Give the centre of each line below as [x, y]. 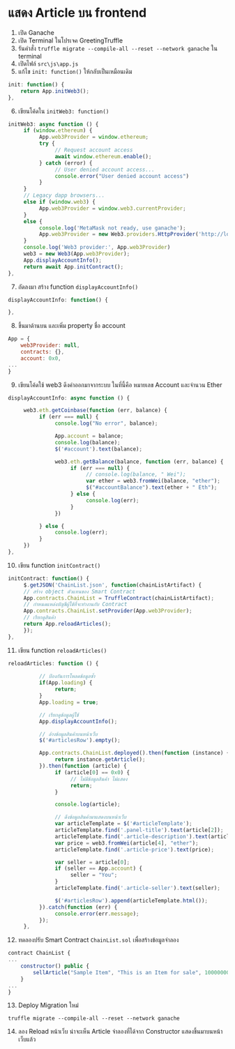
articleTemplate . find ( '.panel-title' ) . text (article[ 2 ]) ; [139, 830]
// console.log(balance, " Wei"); [136, 475]
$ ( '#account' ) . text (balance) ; [98, 449]
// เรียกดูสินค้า [39, 618]
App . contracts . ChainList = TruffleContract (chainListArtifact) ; [119, 598]
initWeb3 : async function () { [53, 124]
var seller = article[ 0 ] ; [92, 862]
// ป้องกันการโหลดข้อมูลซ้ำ [67, 677]
